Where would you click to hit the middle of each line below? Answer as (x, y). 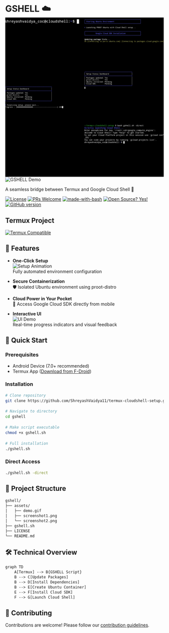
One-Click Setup (30, 260)
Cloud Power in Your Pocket (42, 298)
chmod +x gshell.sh (26, 433)
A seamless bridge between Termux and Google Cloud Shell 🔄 (70, 190)
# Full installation (27, 443)
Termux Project (30, 220)
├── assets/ (18, 506)
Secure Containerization (39, 281)
